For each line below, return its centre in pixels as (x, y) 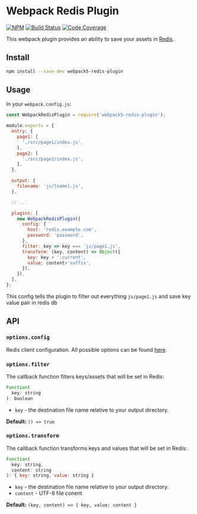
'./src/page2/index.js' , (53, 159)
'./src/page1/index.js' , (53, 142)
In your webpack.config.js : (39, 104)
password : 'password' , (55, 235)
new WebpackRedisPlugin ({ (49, 219)
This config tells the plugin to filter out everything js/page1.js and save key (99, 296)
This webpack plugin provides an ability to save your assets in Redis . (90, 39)
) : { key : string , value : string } (50, 476)
